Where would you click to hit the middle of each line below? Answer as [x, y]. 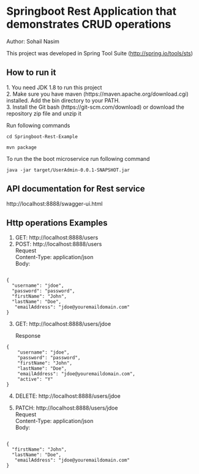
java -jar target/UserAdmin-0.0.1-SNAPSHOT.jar [68, 170]
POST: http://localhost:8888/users [58, 244]
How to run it [31, 73]
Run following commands [38, 125]
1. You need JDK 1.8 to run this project [54, 87]
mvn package [21, 147]
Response [28, 336]
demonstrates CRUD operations [89, 24]
